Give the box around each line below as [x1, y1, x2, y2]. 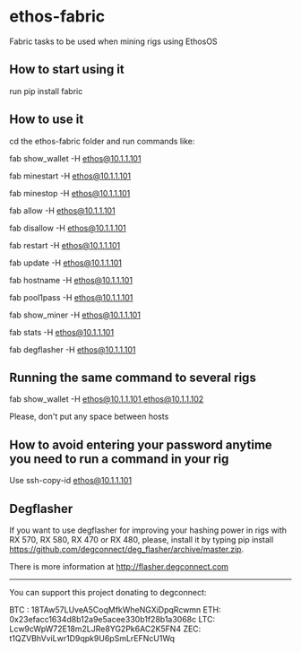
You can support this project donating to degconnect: [9, 587, 207, 597]
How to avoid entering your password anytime [9, 437, 273, 452]
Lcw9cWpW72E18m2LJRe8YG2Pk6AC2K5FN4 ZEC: [9, 623, 202, 634]
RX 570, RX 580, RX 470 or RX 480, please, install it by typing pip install [9, 535, 274, 544]
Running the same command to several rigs [9, 369, 257, 385]
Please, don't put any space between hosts [9, 411, 169, 422]
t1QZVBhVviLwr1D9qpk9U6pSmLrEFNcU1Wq [9, 633, 176, 643]
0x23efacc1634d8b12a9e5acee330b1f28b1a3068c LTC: [9, 614, 216, 624]
